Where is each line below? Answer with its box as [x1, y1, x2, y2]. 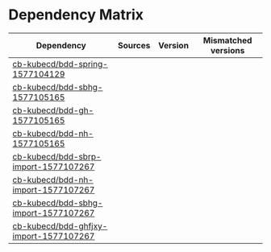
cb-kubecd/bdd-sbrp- [12, 151, 102, 162]
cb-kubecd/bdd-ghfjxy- [12, 220, 108, 231]
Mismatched [202, 35, 252, 46]
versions [210, 44, 245, 56]
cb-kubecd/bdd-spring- [12, 58, 109, 69]
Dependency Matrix [8, 6, 144, 24]
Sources [117, 39, 151, 51]
